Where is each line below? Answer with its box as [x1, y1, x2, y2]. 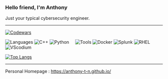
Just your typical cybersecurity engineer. [5, 15, 90, 21]
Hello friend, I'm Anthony [5, 4, 67, 11]
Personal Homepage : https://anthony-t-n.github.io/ [5, 69, 111, 75]
